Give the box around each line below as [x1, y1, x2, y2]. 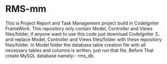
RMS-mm [5, 3, 47, 15]
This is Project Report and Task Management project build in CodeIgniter [5, 20, 159, 26]
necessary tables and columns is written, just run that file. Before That [5, 47, 154, 53]
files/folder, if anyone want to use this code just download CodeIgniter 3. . [5, 31, 161, 37]
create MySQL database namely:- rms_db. [5, 52, 95, 59]
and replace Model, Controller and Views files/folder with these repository [5, 36, 162, 42]
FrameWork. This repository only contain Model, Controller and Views [5, 25, 153, 31]
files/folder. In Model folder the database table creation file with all [5, 41, 146, 48]
